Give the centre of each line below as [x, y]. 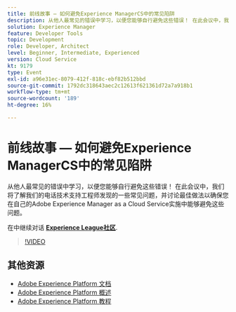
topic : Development [36, 40]
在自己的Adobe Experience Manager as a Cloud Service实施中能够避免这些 [116, 203]
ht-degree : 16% [29, 105]
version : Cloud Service [42, 60]
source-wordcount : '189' [44, 99]
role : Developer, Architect [48, 46]
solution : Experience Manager [52, 27]
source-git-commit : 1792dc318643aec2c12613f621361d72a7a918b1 [100, 86]
